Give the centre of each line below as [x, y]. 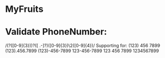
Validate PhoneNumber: [56, 32]
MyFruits [24, 9]
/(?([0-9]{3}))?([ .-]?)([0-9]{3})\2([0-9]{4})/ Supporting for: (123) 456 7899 [83, 46]
